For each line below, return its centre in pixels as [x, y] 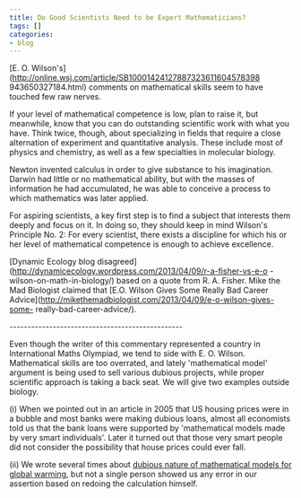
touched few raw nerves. [55, 97]
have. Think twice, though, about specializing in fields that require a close [145, 133]
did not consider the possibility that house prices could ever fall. [128, 447]
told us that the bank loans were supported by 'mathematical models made [147, 428]
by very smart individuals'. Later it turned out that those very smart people [146, 438]
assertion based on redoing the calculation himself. [104, 484]
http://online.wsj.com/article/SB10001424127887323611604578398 [136, 78]
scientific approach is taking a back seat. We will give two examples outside [149, 382]
